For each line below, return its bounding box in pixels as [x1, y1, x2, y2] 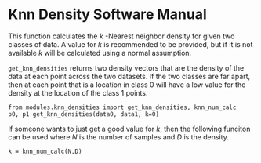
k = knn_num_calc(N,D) [8, 147, 82, 155]
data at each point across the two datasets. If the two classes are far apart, [8, 71, 251, 81]
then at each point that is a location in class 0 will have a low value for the [8, 80, 246, 89]
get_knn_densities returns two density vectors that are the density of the [8, 63, 245, 72]
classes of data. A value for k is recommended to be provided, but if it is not [8, 39, 253, 49]
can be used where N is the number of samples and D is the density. [8, 132, 229, 142]
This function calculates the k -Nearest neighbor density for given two [8, 31, 235, 41]
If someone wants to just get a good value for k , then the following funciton [8, 124, 251, 133]
